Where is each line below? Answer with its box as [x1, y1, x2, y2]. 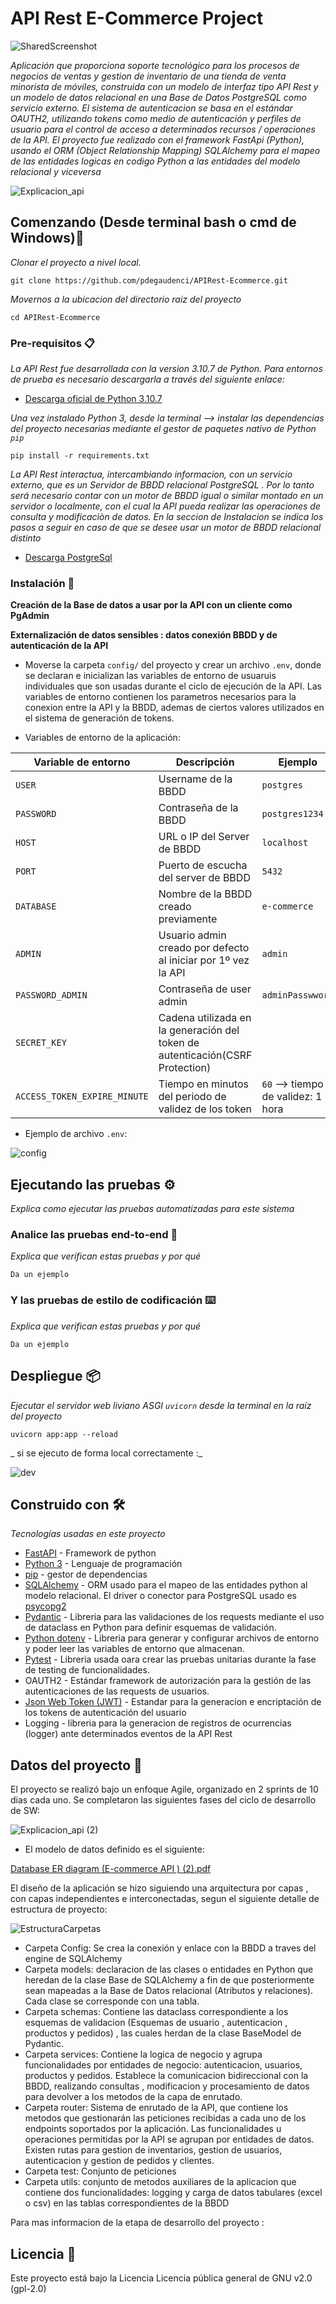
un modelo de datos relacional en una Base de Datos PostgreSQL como [10, 91, 307, 103]
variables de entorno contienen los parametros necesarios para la [24, 691, 297, 703]
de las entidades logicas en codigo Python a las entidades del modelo [10, 155, 301, 167]
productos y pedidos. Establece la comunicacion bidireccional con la [24, 2070, 309, 2082]
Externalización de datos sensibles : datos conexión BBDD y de [10, 629, 278, 641]
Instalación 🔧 [10, 576, 75, 590]
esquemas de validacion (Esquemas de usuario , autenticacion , [24, 2017, 288, 2029]
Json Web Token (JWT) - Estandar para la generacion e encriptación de [24, 1696, 322, 1708]
